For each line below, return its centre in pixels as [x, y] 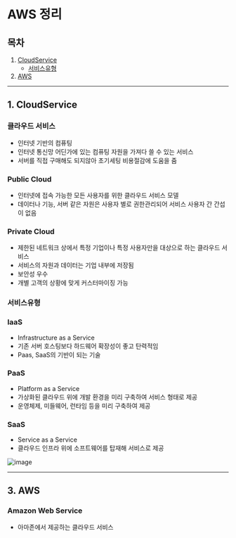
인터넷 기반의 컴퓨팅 [45, 143]
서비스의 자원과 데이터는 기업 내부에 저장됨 [76, 265]
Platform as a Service [48, 388]
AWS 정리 [35, 14]
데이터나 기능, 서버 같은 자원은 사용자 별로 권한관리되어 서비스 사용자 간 [115, 204]
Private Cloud [31, 231]
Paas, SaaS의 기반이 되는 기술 [59, 354]
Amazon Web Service [45, 511]
